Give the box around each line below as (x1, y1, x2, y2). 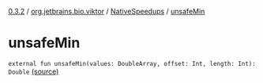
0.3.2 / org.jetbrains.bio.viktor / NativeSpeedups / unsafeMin (8, 7, 205, 16)
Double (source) (8, 67, 59, 76)
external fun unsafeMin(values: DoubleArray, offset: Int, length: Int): (8, 60, 257, 67)
